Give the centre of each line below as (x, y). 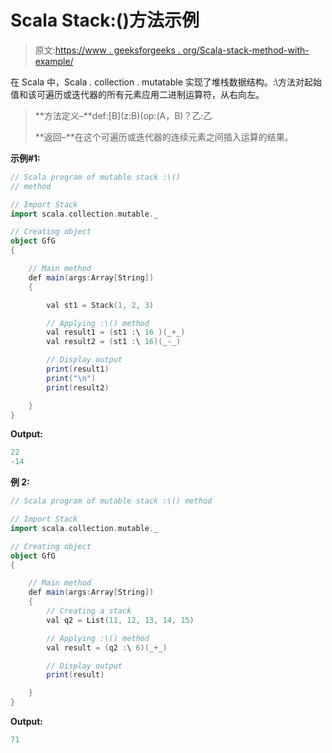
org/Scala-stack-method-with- (246, 50)
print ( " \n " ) (71, 378)
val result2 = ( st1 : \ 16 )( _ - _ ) (114, 342)
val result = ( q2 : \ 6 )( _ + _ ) (107, 647)
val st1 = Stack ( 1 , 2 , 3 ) (100, 305)
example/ (54, 61)
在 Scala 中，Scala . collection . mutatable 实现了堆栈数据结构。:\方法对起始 (166, 82)
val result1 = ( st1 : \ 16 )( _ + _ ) (116, 332)
